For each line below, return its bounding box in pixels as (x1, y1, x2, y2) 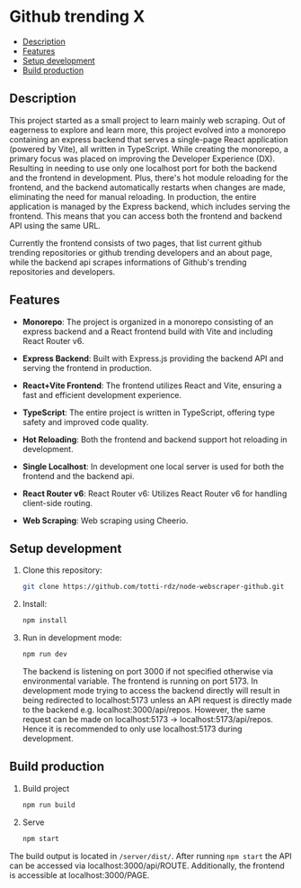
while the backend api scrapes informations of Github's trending (9, 257, 247, 267)
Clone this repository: (22, 565, 102, 575)
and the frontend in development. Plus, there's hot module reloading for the (9, 172, 289, 183)
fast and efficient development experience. (22, 389, 182, 400)
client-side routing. (22, 497, 93, 508)
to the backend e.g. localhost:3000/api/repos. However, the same (22, 704, 266, 715)
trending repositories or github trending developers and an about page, (9, 247, 272, 258)
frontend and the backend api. (22, 470, 135, 481)
